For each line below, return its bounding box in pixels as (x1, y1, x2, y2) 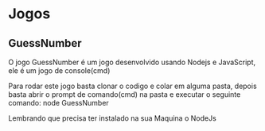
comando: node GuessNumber (8, 98, 109, 107)
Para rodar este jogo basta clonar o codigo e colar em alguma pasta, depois (8, 81, 257, 91)
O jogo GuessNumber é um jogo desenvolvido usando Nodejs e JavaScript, (8, 57, 256, 67)
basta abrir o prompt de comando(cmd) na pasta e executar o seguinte (8, 90, 241, 99)
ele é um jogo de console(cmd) (8, 66, 111, 75)
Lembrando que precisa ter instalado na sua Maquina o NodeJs (8, 114, 216, 123)
